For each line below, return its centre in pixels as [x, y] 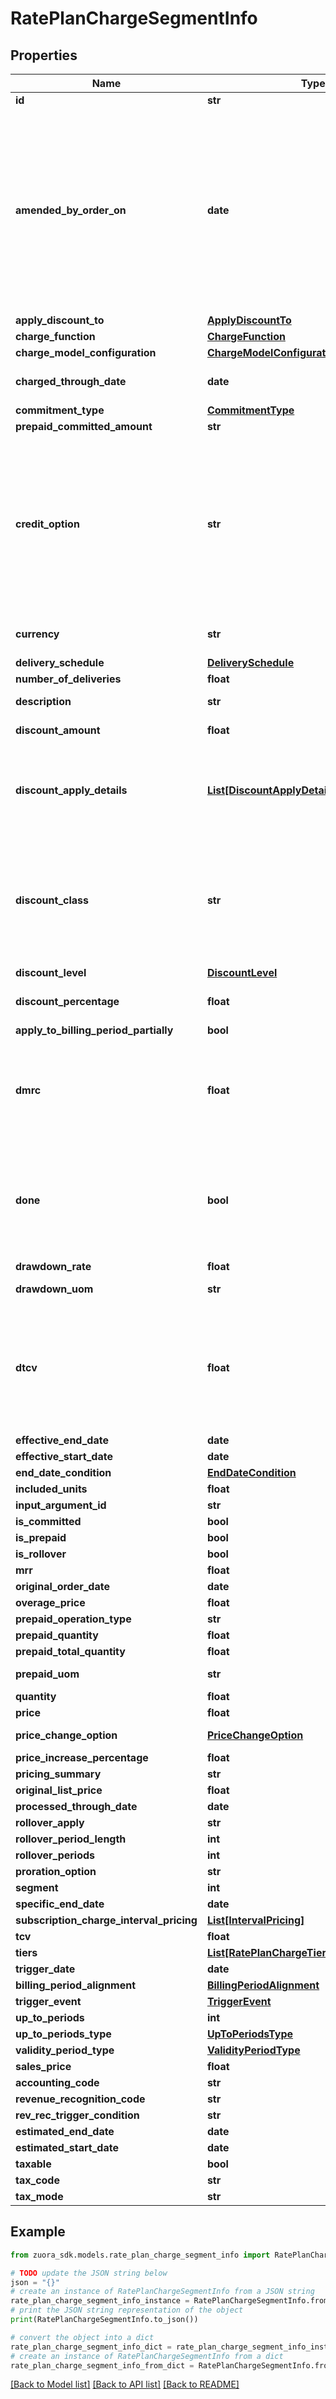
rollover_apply [50, 1822]
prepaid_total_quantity [70, 1651]
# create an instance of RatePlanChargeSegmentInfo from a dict [147, 2356]
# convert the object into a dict [82, 2337]
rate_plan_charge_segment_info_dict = [91, 2347]
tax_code [37, 2180]
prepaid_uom [47, 1674]
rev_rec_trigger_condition [77, 2115]
